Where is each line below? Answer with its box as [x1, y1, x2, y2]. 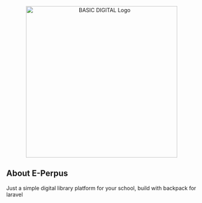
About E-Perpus [6, 168, 68, 179]
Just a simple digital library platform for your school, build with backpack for [6, 184, 197, 191]
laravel [6, 191, 23, 198]
